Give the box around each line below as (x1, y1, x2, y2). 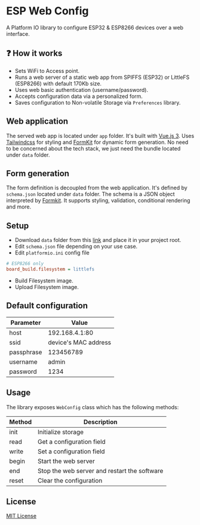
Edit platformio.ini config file (14, 249, 90, 256)
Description (83, 417, 118, 426)
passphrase (9, 348, 42, 356)
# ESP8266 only (6, 261, 44, 267)
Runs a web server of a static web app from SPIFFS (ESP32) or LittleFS (14, 73, 190, 81)
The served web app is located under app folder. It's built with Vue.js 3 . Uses (6, 132, 195, 139)
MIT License (6, 512, 37, 520)
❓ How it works (6, 48, 63, 59)
